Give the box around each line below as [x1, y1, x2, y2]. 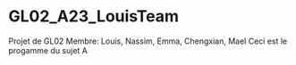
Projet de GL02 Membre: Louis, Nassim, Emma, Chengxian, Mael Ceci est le [8, 36, 288, 46]
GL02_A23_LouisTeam [8, 6, 180, 27]
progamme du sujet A [8, 45, 89, 55]
